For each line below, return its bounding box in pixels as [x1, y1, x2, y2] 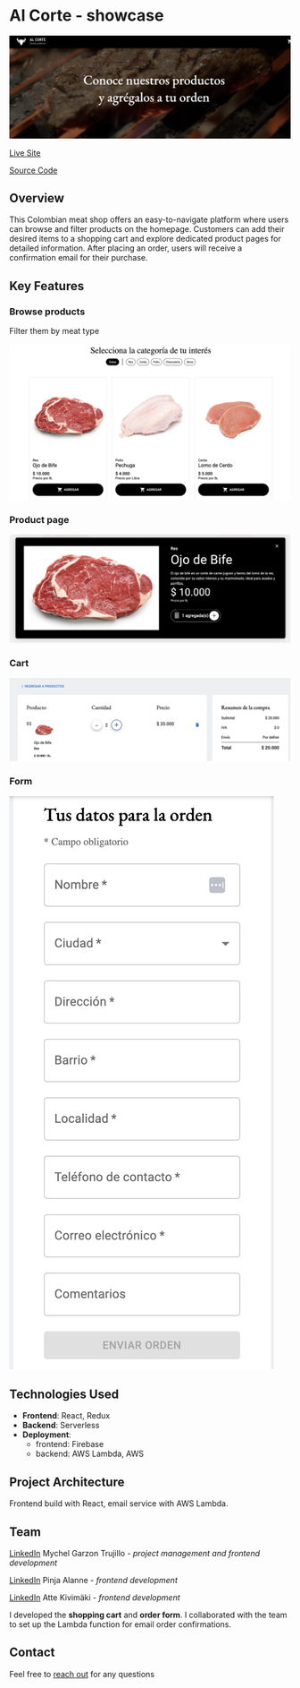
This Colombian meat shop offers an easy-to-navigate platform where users [9, 214, 289, 225]
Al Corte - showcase [9, 5, 164, 26]
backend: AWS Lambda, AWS [35, 1448, 145, 1460]
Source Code [9, 165, 58, 176]
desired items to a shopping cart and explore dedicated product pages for [9, 234, 281, 244]
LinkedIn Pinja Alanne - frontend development [9, 1574, 179, 1585]
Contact [9, 1645, 55, 1660]
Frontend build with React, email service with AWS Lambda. [9, 1498, 229, 1509]
